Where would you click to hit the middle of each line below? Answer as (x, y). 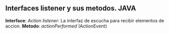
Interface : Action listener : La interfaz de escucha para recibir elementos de (85, 20)
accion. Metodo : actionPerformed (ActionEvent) (56, 26)
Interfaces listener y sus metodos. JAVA (71, 8)
